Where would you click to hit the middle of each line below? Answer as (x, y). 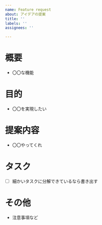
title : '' (15, 19)
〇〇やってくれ (27, 145)
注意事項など (25, 217)
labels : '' (16, 23)
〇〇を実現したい (29, 109)
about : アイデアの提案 (25, 14)
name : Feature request (28, 10)
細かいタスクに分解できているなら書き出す (55, 181)
